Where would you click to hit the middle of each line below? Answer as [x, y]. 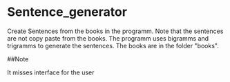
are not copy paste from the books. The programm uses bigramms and [108, 38]
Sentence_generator [67, 12]
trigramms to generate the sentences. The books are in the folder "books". [113, 45]
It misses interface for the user [51, 72]
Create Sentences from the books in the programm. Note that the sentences [115, 31]
